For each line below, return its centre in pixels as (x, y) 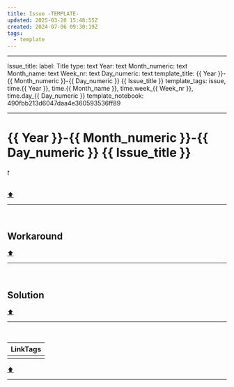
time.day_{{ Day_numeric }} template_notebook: (76, 96)
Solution (26, 295)
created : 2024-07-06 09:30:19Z (53, 27)
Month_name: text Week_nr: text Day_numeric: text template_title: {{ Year (112, 73)
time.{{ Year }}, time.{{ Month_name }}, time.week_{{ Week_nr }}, (100, 89)
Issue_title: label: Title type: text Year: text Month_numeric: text (97, 66)
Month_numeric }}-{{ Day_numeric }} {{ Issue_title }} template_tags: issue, (120, 81)
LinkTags (26, 349)
